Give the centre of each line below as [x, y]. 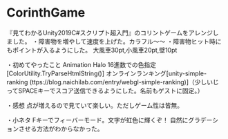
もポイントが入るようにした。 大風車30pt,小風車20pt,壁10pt [92, 50]
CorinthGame [46, 13]
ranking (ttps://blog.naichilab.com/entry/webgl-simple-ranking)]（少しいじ [113, 82]
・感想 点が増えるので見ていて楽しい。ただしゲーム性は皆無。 [95, 105]
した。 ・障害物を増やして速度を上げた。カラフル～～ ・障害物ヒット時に [117, 41]
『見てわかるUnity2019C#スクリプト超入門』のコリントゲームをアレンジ [110, 33]
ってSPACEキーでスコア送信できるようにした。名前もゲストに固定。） [105, 91]
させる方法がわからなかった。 [61, 129]
